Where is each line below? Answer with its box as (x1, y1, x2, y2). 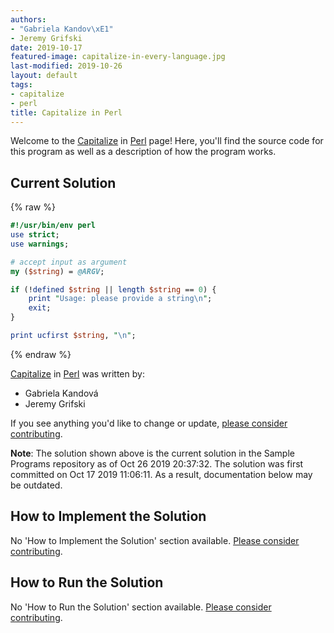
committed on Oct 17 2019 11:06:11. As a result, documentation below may (10, 468, 313, 480)
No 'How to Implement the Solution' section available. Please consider (10, 534, 300, 546)
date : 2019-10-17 (10, 42, 83, 53)
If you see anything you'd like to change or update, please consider (10, 417, 288, 429)
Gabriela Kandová (24, 387, 99, 399)
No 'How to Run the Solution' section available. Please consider (10, 601, 272, 613)
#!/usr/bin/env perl (10, 221, 97, 231)
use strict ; (10, 230, 60, 240)
